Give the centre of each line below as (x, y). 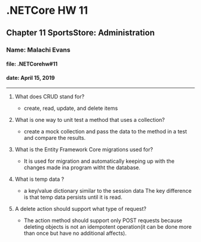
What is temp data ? (39, 179)
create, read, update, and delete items (71, 108)
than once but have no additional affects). (75, 233)
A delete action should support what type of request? (80, 209)
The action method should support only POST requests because (103, 220)
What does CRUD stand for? (50, 97)
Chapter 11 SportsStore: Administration (80, 33)
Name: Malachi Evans (38, 50)
